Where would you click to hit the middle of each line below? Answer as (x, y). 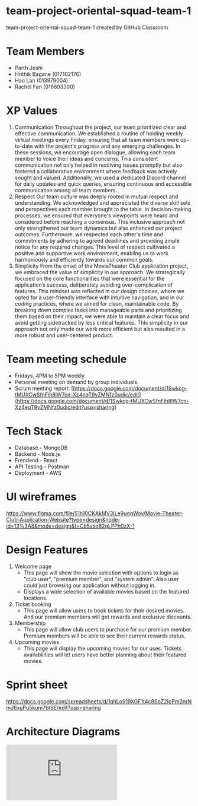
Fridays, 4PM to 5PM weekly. (50, 376)
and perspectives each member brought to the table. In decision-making (103, 209)
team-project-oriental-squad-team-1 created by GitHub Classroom (87, 27)
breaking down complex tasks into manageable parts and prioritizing (98, 310)
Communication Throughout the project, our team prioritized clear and (100, 127)
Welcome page (33, 566)
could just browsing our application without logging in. (90, 585)
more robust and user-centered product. (64, 335)
